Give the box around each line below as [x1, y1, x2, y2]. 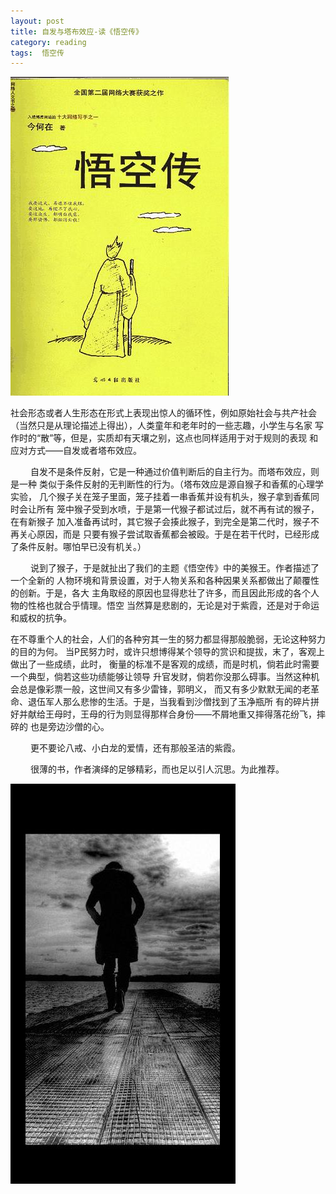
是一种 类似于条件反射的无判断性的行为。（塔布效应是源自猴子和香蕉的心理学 [10, 478, 324, 490]
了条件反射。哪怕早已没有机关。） [10, 541, 147, 553]
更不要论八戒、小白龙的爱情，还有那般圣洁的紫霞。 [29, 742, 241, 754]
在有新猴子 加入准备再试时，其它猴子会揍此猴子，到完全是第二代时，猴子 [10, 516, 311, 528]
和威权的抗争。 [10, 612, 72, 624]
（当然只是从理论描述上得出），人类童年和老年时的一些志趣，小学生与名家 [10, 420, 313, 432]
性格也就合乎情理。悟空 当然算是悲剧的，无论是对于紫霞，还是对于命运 [27, 600, 320, 612]
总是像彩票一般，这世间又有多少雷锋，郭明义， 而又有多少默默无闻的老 [18, 683, 311, 695]
